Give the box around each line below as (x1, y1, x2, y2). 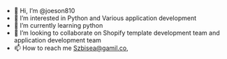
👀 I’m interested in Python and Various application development (13, 14, 197, 22)
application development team (13, 36, 101, 44)
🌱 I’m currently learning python (13, 22, 103, 29)
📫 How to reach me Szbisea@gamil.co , (13, 44, 129, 52)
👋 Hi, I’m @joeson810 (13, 7, 75, 15)
